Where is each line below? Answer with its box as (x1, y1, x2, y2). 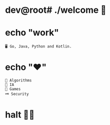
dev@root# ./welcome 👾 (5, 4, 107, 16)
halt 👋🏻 (5, 109, 35, 121)
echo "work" (5, 27, 59, 39)
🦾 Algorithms (5, 78, 32, 83)
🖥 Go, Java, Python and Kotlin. (5, 44, 72, 49)
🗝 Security (5, 91, 29, 97)
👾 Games (5, 86, 21, 92)
